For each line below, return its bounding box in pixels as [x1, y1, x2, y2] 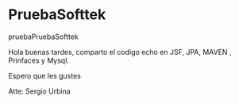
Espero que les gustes [8, 71, 81, 80]
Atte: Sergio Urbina [8, 86, 71, 96]
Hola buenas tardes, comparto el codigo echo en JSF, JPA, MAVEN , [8, 47, 232, 56]
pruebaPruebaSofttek [8, 32, 79, 41]
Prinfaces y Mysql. [8, 56, 70, 65]
